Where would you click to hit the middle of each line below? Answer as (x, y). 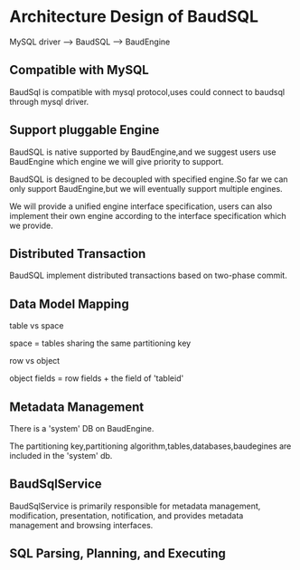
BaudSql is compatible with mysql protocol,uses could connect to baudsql (147, 91)
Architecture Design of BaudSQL (134, 17)
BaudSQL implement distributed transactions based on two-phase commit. (148, 275)
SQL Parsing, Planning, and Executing (117, 554)
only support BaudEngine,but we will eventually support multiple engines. (146, 188)
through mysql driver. (49, 101)
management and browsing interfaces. (81, 525)
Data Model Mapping (69, 304)
